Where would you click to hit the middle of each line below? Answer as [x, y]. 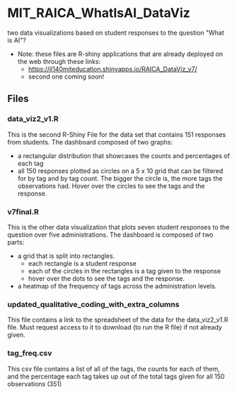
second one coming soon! [66, 77]
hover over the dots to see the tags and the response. [106, 278]
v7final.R [23, 212]
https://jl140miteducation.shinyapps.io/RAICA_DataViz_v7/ [112, 69]
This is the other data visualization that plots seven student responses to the [118, 227]
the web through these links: [59, 61]
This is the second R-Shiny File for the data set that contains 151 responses [117, 134]
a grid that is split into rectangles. [66, 256]
